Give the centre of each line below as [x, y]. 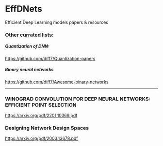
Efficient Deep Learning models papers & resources [57, 22]
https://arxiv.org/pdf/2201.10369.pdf [41, 116]
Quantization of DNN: [27, 46]
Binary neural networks [29, 70]
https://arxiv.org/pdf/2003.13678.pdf [42, 138]
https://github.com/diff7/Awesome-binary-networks [57, 82]
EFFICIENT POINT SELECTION [41, 105]
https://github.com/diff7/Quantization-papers [50, 58]
